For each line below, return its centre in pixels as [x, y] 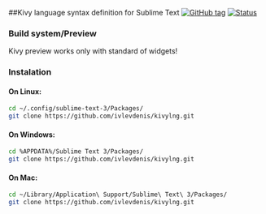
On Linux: [25, 91]
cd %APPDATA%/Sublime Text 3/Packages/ [76, 152]
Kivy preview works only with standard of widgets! [93, 51]
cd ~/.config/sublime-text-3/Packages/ [76, 109]
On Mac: [23, 178]
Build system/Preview [53, 33]
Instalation [30, 72]
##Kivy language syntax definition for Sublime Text [94, 13]
